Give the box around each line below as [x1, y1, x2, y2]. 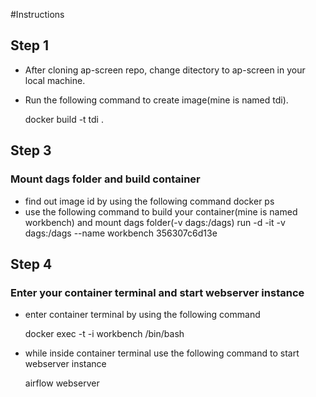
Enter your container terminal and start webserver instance [10, 285, 305, 299]
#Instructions [10, 9, 65, 20]
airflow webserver [24, 377, 100, 389]
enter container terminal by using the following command [24, 309, 261, 321]
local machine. [24, 74, 86, 86]
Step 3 [10, 142, 52, 159]
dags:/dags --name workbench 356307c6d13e [24, 227, 218, 239]
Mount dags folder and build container [10, 172, 201, 186]
